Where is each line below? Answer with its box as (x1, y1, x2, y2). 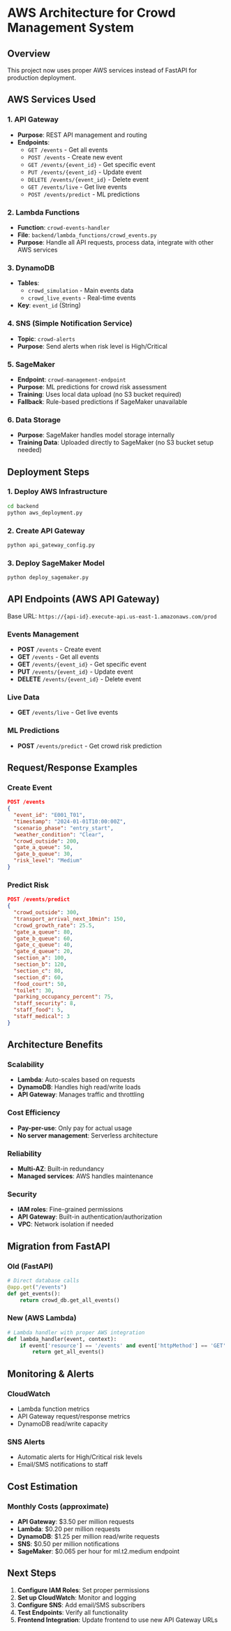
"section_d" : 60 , (13, 973, 64, 981)
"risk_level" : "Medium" (13, 857, 82, 864)
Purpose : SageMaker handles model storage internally (17, 431, 175, 440)
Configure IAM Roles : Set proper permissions (17, 1586, 150, 1594)
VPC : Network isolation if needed (17, 1220, 114, 1228)
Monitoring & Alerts (7, 1368, 94, 1379)
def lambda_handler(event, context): (7, 1335, 117, 1342)
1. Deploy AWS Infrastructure (7, 487, 108, 497)
